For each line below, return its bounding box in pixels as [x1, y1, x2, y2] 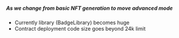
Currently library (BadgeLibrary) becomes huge [14, 19, 130, 26]
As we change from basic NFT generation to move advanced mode [6, 5, 173, 12]
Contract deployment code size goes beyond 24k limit [14, 25, 146, 32]
